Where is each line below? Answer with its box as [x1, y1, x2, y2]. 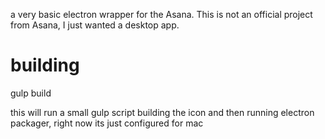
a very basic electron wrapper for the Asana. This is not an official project [10, 9, 313, 20]
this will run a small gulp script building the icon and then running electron [10, 106, 315, 118]
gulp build [10, 87, 52, 99]
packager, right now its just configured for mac [10, 117, 204, 129]
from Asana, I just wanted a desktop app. [10, 19, 180, 31]
